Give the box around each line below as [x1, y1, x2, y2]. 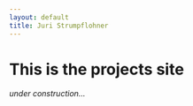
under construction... [9, 88, 86, 99]
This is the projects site [9, 59, 184, 79]
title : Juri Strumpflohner [9, 21, 109, 30]
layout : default [9, 12, 69, 22]
